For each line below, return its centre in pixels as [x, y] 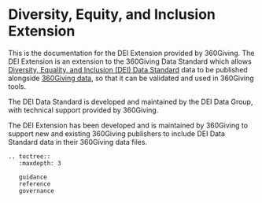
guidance [33, 177]
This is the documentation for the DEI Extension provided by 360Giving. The [131, 53]
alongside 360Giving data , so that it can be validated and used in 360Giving [131, 78]
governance [37, 190]
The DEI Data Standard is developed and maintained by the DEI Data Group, [131, 101]
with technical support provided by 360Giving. [83, 110]
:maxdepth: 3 [40, 163]
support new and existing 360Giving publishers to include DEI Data [117, 133]
